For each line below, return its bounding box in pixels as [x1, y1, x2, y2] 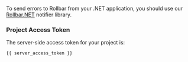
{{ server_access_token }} [6, 50, 73, 56]
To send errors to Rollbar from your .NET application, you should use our [6, 5, 183, 12]
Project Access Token [6, 26, 70, 34]
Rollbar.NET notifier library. [6, 11, 72, 18]
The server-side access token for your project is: [6, 39, 125, 46]
